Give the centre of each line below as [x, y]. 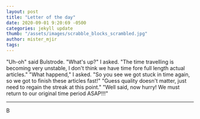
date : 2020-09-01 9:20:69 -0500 [46, 23]
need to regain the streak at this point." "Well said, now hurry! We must [93, 87]
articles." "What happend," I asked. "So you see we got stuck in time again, [98, 74]
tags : [13, 45]
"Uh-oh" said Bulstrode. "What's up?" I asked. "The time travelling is [90, 62]
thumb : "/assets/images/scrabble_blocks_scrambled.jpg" [77, 34]
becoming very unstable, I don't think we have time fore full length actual [96, 68]
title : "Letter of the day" [41, 17]
